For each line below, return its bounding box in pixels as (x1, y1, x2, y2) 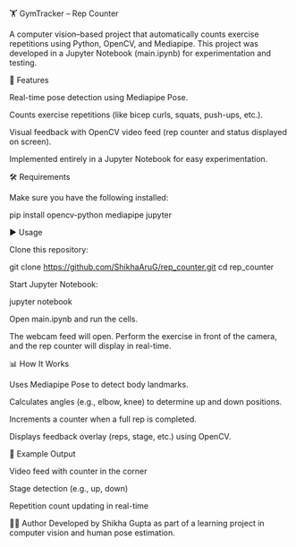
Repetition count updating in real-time (9, 500, 149, 511)
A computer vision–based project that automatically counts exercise (9, 29, 259, 39)
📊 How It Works (9, 358, 70, 369)
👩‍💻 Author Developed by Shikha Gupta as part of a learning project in (9, 518, 266, 528)
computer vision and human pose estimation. (9, 527, 176, 538)
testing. (9, 57, 38, 68)
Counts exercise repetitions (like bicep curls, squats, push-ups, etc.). (9, 109, 264, 120)
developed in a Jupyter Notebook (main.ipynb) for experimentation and (9, 48, 271, 58)
